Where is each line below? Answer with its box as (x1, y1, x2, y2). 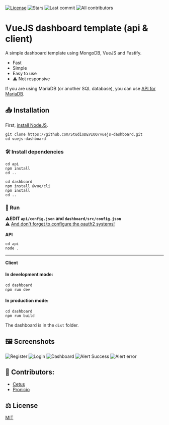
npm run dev (5, 287, 30, 292)
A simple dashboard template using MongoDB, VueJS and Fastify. (5, 49, 142, 56)
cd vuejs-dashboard (5, 136, 46, 141)
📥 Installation (5, 106, 50, 115)
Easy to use (12, 70, 37, 76)
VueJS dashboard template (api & (5, 23, 148, 34)
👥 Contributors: (5, 367, 55, 376)
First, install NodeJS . (5, 122, 48, 128)
